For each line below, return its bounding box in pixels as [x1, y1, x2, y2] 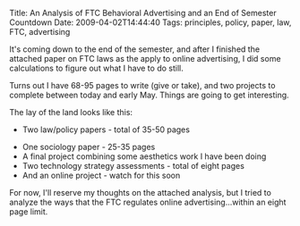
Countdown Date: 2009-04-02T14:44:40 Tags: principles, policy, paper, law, [9, 17, 292, 28]
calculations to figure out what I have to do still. [9, 63, 184, 73]
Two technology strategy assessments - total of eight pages [21, 161, 244, 171]
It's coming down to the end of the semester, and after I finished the [9, 44, 261, 54]
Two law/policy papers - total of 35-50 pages [21, 124, 191, 135]
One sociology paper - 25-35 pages [21, 142, 156, 152]
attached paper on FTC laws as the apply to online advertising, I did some [9, 54, 281, 63]
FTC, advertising [9, 27, 71, 37]
